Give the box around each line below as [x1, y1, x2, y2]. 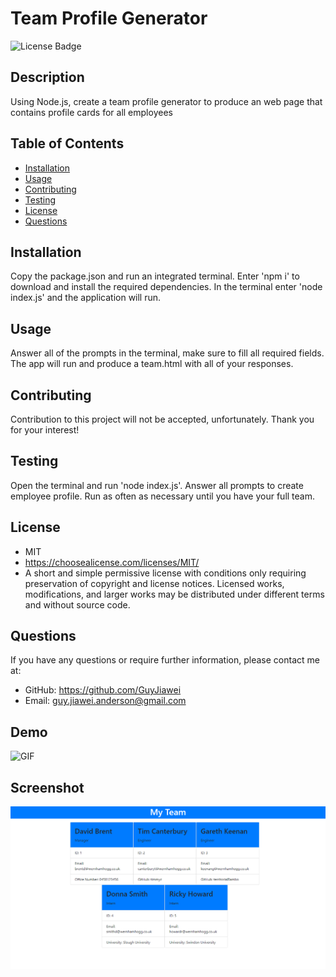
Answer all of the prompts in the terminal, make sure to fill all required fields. [10, 347, 325, 359]
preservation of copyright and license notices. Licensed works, [24, 577, 285, 589]
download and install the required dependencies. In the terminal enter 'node [10, 281, 323, 293]
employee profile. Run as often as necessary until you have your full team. [10, 490, 316, 502]
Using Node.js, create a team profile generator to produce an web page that [10, 95, 323, 107]
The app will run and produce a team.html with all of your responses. [10, 358, 294, 370]
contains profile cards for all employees [10, 106, 173, 118]
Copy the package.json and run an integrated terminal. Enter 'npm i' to [10, 270, 300, 282]
